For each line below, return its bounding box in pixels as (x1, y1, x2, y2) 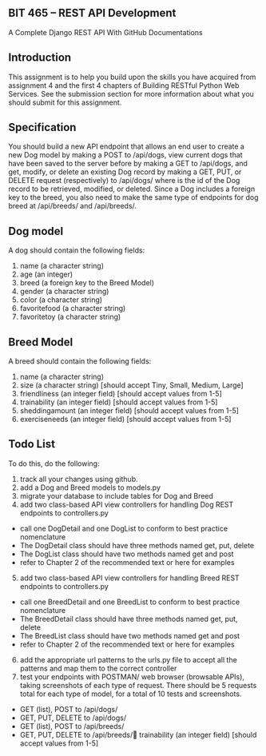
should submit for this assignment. (8, 97, 122, 107)
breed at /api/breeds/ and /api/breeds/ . (8, 201, 137, 211)
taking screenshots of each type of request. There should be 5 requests (19, 680, 257, 690)
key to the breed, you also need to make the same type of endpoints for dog (8, 193, 259, 202)
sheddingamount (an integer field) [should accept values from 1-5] (19, 406, 240, 416)
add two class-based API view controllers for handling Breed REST (19, 573, 240, 583)
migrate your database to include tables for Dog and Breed (19, 491, 214, 500)
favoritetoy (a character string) (19, 312, 121, 322)
